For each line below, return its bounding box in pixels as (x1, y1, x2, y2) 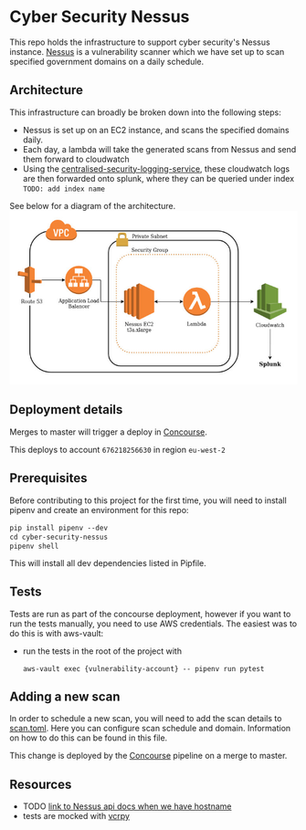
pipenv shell (9, 541, 59, 551)
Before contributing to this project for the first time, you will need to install (9, 495, 288, 506)
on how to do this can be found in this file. (9, 732, 168, 743)
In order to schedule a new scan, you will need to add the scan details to (9, 713, 282, 724)
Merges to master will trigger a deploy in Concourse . (9, 426, 207, 437)
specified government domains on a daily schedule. (9, 56, 205, 67)
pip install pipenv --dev (9, 523, 108, 532)
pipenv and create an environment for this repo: (9, 504, 189, 515)
